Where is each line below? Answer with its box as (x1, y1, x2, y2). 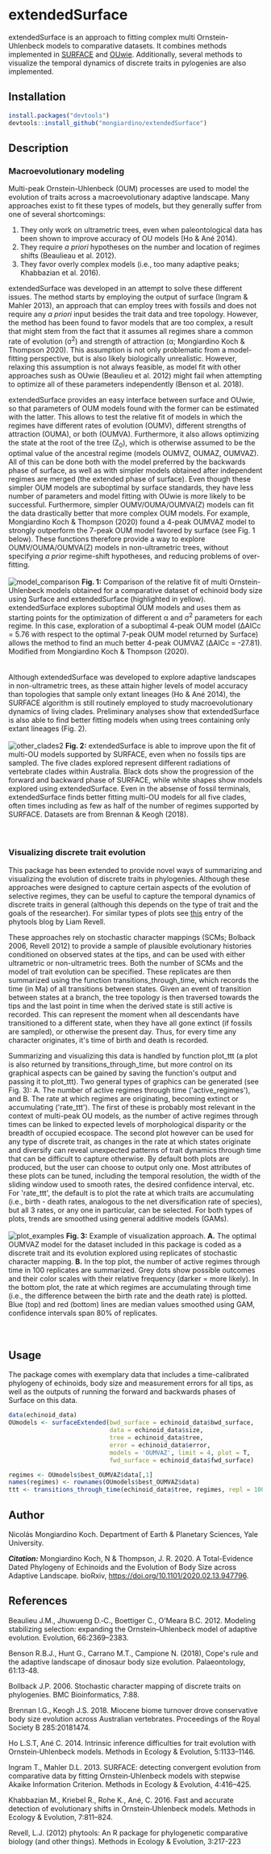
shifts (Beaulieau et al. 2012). (19, 251, 117, 261)
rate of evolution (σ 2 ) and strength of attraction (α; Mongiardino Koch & (8, 335, 245, 346)
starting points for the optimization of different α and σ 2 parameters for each (8, 611, 263, 622)
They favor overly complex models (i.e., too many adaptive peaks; (19, 260, 240, 269)
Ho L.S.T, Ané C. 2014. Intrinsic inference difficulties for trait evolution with (8, 1738, 256, 1748)
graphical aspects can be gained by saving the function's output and (8, 1067, 237, 1078)
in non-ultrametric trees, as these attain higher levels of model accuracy (8, 681, 248, 691)
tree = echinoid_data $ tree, (109, 1434, 204, 1442)
